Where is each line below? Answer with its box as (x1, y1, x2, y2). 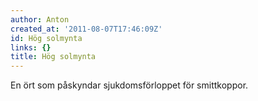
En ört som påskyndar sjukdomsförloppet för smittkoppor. (10, 79, 249, 91)
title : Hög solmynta (10, 52, 97, 62)
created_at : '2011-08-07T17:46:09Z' (10, 24, 163, 34)
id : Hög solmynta (10, 33, 83, 43)
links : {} (10, 42, 52, 53)
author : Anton (10, 14, 70, 25)
